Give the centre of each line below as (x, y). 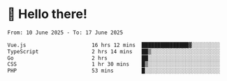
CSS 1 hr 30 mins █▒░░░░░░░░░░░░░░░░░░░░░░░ (113, 64)
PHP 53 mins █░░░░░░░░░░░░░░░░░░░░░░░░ (113, 71)
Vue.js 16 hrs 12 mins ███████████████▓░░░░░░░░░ (113, 45)
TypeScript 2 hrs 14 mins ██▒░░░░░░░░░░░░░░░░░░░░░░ (113, 51)
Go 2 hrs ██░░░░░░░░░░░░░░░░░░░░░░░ (113, 58)
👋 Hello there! (47, 14)
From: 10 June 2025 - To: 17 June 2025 (65, 33)
